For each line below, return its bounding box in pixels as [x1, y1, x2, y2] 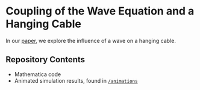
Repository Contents [5, 54, 86, 65]
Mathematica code [14, 71, 61, 78]
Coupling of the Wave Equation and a [5, 4, 195, 18]
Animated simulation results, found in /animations [14, 77, 138, 84]
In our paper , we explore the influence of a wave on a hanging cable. [5, 37, 176, 44]
